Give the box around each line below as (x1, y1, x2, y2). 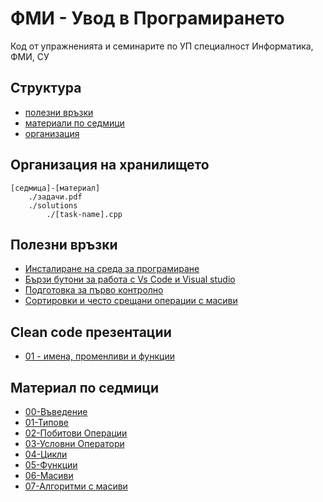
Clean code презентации (10, 323, 172, 341)
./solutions (28, 200, 78, 211)
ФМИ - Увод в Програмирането (10, 7, 285, 30)
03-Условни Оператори (24, 438, 125, 449)
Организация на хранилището (10, 157, 210, 174)
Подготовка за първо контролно (24, 284, 164, 296)
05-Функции (24, 459, 78, 471)
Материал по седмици (10, 379, 160, 396)
